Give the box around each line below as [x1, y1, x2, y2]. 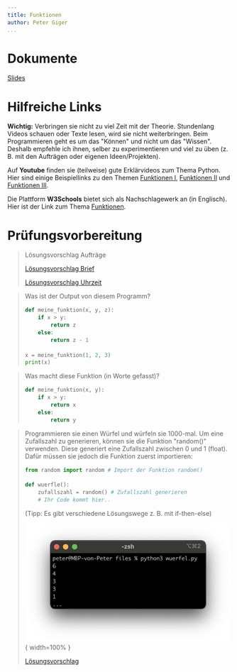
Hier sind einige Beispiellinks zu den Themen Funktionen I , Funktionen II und [7, 174, 231, 182]
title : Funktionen [7, 11, 62, 18]
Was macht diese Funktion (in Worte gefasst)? [24, 372, 160, 380]
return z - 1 [50, 336, 89, 343]
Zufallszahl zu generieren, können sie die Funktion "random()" [24, 436, 207, 445]
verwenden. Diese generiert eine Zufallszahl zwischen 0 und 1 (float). [24, 444, 228, 453]
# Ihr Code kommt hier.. [38, 497, 111, 504]
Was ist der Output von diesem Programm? [24, 292, 151, 301]
